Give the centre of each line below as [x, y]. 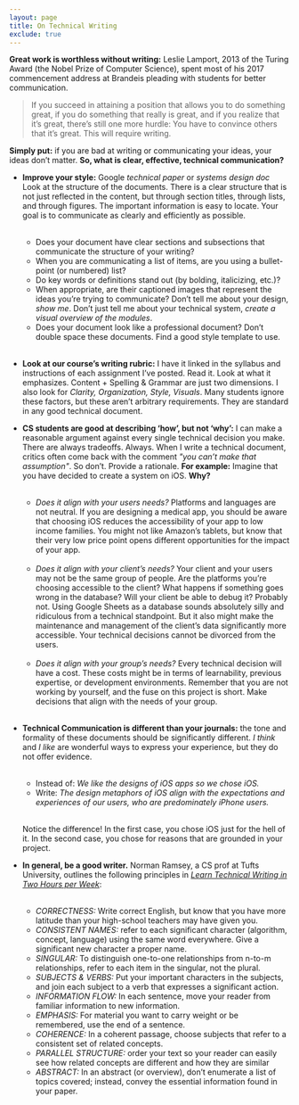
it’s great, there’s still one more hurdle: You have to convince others [154, 124]
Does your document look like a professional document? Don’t [149, 327]
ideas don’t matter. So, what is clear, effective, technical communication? [147, 161]
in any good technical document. [82, 411]
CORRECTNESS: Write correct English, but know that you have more [161, 911]
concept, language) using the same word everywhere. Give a [147, 940]
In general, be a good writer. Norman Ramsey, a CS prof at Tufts [141, 865]
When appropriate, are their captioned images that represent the [154, 290]
